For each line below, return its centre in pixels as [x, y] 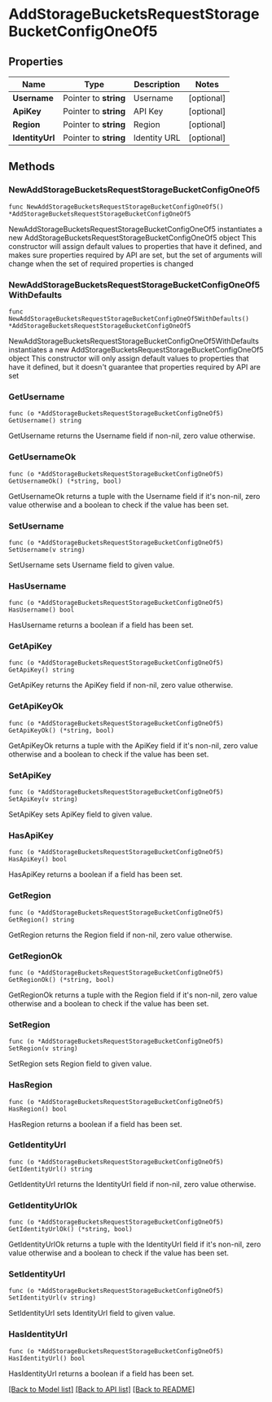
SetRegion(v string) [44, 1049]
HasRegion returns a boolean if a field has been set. [95, 1124]
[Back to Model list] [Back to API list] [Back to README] [102, 1389]
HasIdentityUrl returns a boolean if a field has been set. [101, 1374]
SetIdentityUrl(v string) [52, 1298]
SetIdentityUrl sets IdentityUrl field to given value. [92, 1313]
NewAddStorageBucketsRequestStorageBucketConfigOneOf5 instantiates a [136, 229]
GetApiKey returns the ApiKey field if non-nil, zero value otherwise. [121, 686]
